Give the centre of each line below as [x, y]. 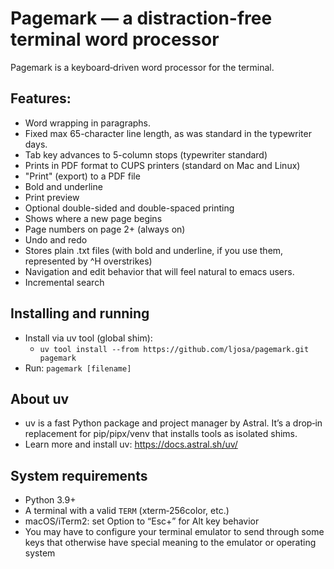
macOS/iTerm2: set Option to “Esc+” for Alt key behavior [142, 521]
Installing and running [80, 313]
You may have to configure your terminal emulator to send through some [174, 532]
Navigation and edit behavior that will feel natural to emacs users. [159, 271]
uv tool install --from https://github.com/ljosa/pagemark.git [174, 349]
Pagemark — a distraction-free [141, 18]
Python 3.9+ [50, 500]
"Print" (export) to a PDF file [82, 176]
